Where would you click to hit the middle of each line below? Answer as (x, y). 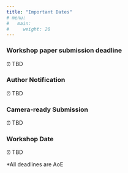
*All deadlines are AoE (35, 164)
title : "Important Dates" (39, 12)
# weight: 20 (28, 29)
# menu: (16, 18)
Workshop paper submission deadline (64, 51)
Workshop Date (30, 139)
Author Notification (36, 80)
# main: (19, 23)
